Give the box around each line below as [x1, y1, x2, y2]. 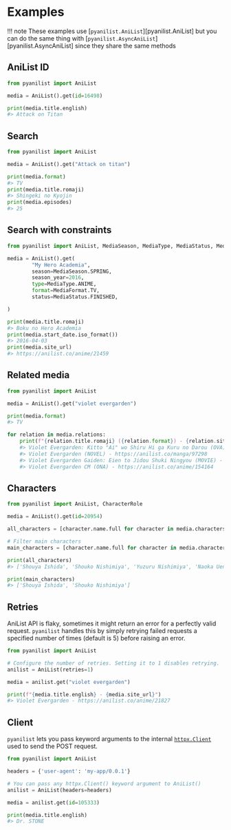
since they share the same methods [74, 41, 177, 50]
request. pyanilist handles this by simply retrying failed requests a [7, 627, 197, 635]
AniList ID [7, 61, 49, 73]
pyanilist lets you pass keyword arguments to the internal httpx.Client [7, 735, 212, 743]
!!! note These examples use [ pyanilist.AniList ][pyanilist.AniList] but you [7, 27, 217, 35]
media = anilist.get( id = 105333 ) [7, 799, 100, 806]
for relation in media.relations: [7, 431, 107, 438]
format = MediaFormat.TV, [32, 287, 100, 294]
